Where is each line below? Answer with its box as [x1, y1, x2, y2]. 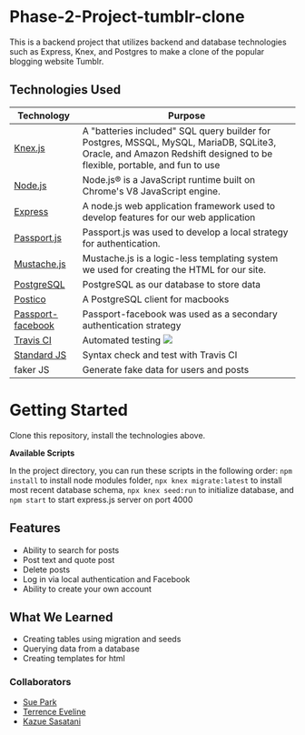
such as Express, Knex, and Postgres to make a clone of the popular [9, 45, 265, 56]
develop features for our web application [82, 211, 256, 224]
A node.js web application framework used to [82, 199, 275, 212]
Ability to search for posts [22, 544, 120, 556]
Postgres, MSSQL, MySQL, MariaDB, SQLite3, [82, 136, 277, 148]
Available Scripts [9, 448, 75, 458]
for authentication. [82, 237, 161, 249]
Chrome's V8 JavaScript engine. [82, 185, 221, 197]
